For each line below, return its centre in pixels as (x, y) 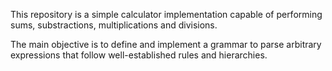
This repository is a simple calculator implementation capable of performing (166, 14)
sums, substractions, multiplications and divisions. (114, 25)
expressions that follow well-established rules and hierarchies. (139, 55)
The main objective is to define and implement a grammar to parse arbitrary (166, 44)
